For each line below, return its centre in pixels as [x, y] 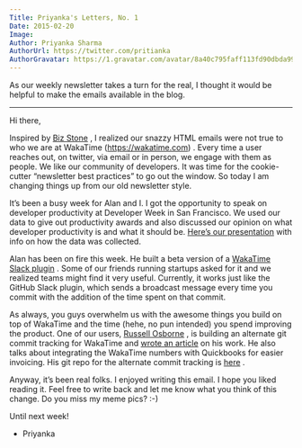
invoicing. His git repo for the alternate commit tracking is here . [127, 362]
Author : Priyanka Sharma [56, 43]
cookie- [265, 166]
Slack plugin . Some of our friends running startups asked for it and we [140, 268]
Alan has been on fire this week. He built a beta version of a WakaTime [140, 259]
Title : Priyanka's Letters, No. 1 [74, 18]
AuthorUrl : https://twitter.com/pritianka [90, 51]
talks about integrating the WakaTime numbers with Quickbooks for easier [147, 353]
